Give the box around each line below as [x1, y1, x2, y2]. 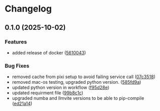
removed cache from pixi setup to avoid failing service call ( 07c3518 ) [12, 74, 156, 80]
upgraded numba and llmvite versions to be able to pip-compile [12, 95, 144, 101]
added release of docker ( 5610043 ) [12, 49, 86, 55]
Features [5, 38, 27, 45]
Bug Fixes [5, 62, 30, 69]
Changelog [5, 3, 52, 15]
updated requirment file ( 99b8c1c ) [12, 90, 84, 96]
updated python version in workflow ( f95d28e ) [12, 84, 110, 91]
